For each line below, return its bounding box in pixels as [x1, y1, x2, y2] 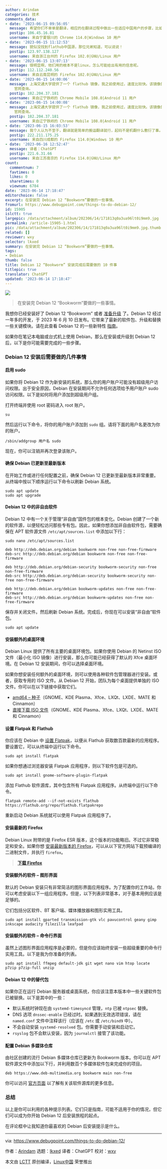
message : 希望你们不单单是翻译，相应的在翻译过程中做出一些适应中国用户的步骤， [9, 26, 156, 31]
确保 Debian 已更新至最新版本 [5, 460, 66, 467]
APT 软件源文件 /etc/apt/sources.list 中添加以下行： [14, 528, 127, 534]
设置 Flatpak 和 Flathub [5, 725, 53, 731]
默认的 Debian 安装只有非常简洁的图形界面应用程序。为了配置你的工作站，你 [5, 884, 162, 890]
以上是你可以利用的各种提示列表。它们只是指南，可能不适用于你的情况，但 [5, 1106, 158, 1112]
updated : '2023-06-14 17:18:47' [5, 276, 72, 281]
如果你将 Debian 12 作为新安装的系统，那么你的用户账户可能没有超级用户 [5, 379, 154, 385]
